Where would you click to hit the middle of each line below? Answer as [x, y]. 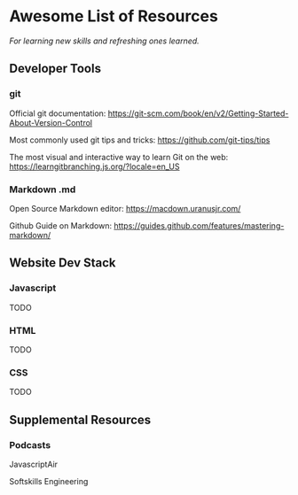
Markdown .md [43, 189]
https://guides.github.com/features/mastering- [199, 225]
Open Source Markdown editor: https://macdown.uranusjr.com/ [125, 208]
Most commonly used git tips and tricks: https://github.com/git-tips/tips [140, 140]
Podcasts [30, 445]
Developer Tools [55, 69]
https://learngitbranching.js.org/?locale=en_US [94, 166]
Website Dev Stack [63, 263]
